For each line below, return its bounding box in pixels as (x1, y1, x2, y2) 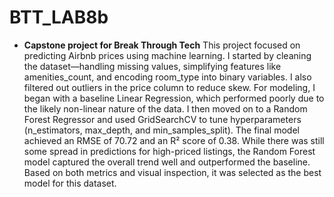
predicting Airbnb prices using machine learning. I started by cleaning (23, 49, 312, 61)
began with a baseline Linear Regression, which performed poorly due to (23, 92, 325, 104)
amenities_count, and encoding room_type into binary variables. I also (23, 71, 312, 83)
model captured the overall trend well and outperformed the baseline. (23, 156, 311, 168)
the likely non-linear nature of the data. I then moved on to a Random (23, 102, 308, 115)
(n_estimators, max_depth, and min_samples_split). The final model (23, 124, 300, 136)
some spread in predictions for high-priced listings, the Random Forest (23, 145, 316, 157)
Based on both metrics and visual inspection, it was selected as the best (23, 166, 322, 178)
